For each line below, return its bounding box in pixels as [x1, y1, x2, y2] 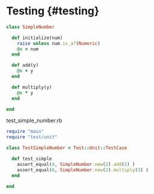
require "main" [6, 129, 44, 135]
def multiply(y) [11, 84, 52, 90]
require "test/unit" [6, 134, 58, 140]
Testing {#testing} [6, 4, 100, 18]
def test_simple [11, 156, 52, 162]
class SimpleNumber [6, 24, 55, 30]
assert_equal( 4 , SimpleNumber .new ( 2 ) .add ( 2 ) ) [17, 161, 135, 167]
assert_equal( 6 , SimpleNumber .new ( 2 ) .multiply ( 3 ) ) [17, 166, 149, 173]
